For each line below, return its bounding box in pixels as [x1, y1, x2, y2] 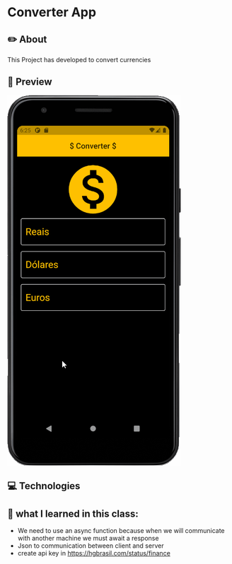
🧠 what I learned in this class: [7, 507, 139, 519]
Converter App [7, 4, 97, 20]
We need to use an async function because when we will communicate [17, 527, 225, 535]
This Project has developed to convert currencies [7, 56, 151, 64]
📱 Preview [7, 76, 52, 88]
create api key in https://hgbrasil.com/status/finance [17, 549, 171, 558]
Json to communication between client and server [17, 541, 164, 550]
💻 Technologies [7, 480, 81, 492]
